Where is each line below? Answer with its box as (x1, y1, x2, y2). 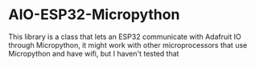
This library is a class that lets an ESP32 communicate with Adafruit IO (8, 32, 241, 41)
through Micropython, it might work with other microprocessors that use (8, 40, 248, 49)
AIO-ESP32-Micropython (8, 6, 180, 24)
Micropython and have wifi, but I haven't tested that (8, 49, 179, 58)
